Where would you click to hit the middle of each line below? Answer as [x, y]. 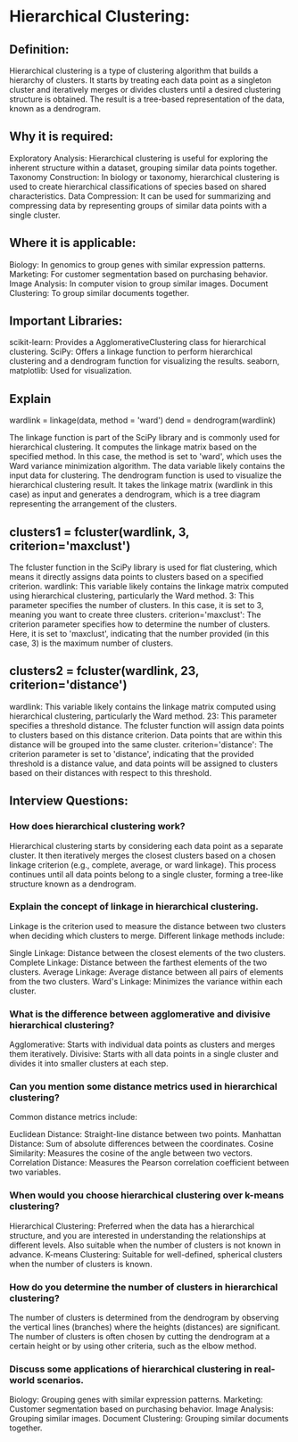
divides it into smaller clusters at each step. [89, 1064]
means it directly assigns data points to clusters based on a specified [137, 577]
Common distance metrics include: [74, 1117]
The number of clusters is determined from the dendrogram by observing [144, 1318]
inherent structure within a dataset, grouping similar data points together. [144, 168]
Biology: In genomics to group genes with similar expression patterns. [137, 264]
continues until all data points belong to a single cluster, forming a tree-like [146, 874]
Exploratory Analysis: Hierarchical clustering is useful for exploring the [139, 158]
